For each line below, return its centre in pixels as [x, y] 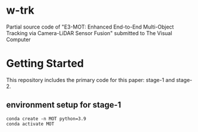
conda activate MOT [30, 124]
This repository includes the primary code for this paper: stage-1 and [91, 80]
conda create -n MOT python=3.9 [46, 119]
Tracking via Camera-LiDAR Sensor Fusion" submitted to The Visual [89, 33]
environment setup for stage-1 [64, 105]
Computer [18, 39]
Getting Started [45, 64]
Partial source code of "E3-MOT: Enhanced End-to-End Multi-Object [90, 27]
